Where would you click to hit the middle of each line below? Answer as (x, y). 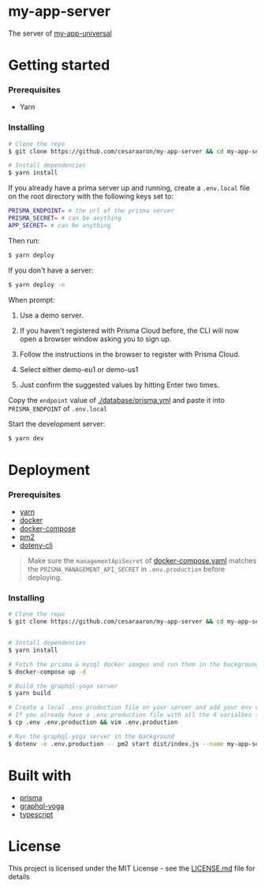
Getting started (59, 65)
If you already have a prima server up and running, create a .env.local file (129, 188)
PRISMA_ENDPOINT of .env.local (58, 408)
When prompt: (32, 299)
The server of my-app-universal (60, 33)
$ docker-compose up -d (47, 672)
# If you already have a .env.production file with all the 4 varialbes (130, 715)
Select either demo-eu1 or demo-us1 (79, 369)
